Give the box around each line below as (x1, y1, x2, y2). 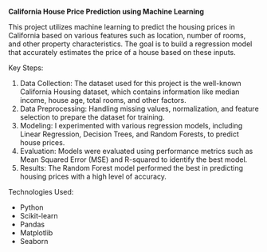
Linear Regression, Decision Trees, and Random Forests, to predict (19, 129, 239, 139)
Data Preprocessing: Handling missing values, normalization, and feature (19, 104, 259, 113)
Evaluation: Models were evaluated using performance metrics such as (19, 147, 253, 156)
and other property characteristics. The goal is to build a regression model (8, 39, 253, 49)
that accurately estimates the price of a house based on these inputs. (8, 48, 237, 57)
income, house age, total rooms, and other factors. (19, 96, 187, 104)
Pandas (19, 219, 45, 229)
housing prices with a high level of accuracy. (19, 171, 167, 181)
